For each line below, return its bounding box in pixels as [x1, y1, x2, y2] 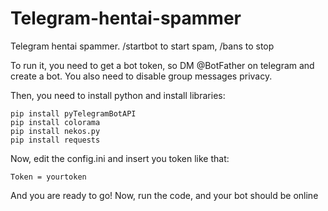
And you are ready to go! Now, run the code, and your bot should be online [10, 189, 319, 201]
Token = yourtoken [10, 172, 87, 182]
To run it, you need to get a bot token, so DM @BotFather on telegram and [10, 59, 315, 71]
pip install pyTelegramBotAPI [10, 108, 137, 119]
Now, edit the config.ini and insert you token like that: [10, 152, 230, 164]
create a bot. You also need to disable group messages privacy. [10, 70, 273, 82]
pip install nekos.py [10, 126, 101, 136]
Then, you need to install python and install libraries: [10, 89, 226, 101]
